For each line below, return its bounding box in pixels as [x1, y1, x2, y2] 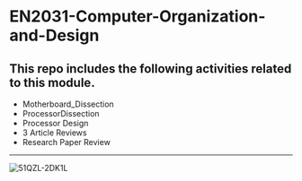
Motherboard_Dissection [22, 99, 114, 109]
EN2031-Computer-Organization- [9, 6, 266, 27]
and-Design [9, 25, 100, 46]
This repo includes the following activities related [9, 61, 292, 76]
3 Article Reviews [22, 127, 87, 138]
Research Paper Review [22, 137, 111, 147]
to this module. [9, 74, 96, 90]
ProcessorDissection [22, 108, 101, 118]
